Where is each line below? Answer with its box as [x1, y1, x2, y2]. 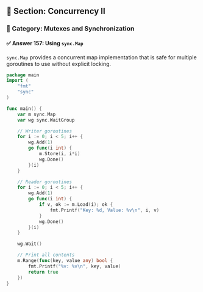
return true [28, 269, 59, 275]
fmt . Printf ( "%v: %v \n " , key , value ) [28, 263, 121, 269]
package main [6, 71, 40, 78]
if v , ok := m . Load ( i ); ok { [38, 202, 113, 208]
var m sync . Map [17, 111, 56, 117]
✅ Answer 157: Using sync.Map [6, 39, 84, 46]
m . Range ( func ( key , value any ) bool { [17, 258, 113, 264]
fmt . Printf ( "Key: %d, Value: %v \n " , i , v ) [49, 207, 160, 213]
